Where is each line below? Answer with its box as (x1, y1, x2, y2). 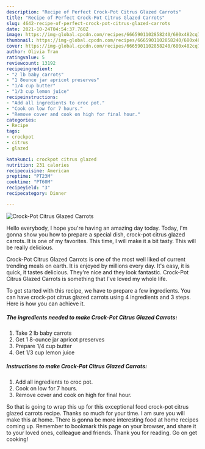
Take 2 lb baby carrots (15, 329, 72, 337)
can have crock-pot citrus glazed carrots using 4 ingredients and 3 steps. (6, 293, 191, 301)
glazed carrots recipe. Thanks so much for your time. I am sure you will (6, 409, 185, 417)
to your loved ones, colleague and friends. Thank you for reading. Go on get (6, 429, 197, 436)
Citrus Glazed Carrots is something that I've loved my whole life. (6, 275, 168, 282)
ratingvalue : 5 (6, 54, 45, 60)
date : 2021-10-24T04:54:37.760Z (6, 26, 88, 32)
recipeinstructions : (6, 94, 59, 100)
